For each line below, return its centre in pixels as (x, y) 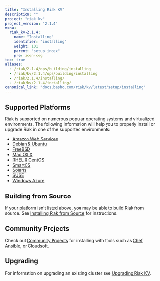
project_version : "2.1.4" (31, 23)
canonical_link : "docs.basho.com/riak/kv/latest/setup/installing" (76, 87)
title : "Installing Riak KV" (35, 10)
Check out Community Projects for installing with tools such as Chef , (74, 240)
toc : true (15, 60)
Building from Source (38, 196)
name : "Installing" (34, 37)
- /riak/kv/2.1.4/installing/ (40, 83)
